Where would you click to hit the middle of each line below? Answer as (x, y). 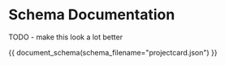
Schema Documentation (92, 15)
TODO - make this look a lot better (66, 37)
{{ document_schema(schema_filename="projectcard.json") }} (113, 52)
